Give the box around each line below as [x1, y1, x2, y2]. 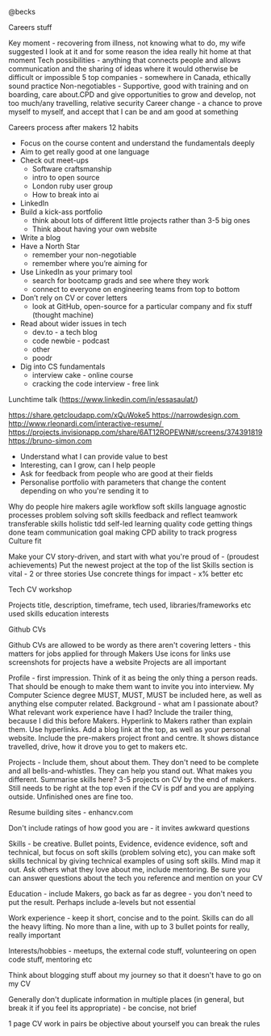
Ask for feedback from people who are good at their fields [19, 469, 214, 478]
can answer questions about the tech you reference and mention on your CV [8, 873, 263, 882]
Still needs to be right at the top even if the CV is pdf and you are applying [8, 784, 255, 793]
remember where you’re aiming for [31, 259, 148, 268]
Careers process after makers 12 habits [8, 123, 139, 132]
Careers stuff [8, 23, 52, 32]
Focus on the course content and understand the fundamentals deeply [19, 138, 256, 148]
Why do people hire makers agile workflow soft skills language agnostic [8, 501, 248, 511]
